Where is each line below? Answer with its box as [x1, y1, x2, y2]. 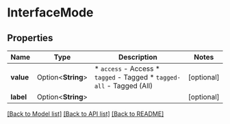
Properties [7, 32, 53, 44]
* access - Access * [94, 64, 160, 73]
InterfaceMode [7, 5, 94, 21]
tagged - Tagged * [94, 73, 155, 82]
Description [118, 53, 157, 62]
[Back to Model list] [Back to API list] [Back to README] [7, 110, 164, 118]
